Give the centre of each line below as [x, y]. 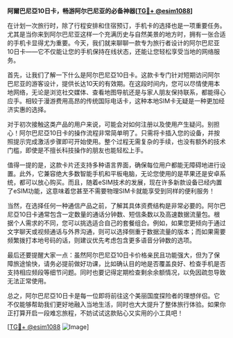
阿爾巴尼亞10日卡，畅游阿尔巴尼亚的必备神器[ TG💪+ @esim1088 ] [100, 11]
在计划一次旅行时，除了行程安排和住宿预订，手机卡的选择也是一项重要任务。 [116, 26]
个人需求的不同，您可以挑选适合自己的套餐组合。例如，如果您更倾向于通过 [119, 223]
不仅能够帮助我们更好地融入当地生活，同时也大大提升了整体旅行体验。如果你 [116, 304]
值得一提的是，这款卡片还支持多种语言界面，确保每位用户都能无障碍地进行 [113, 165]
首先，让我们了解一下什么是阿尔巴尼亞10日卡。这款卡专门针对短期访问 [107, 75]
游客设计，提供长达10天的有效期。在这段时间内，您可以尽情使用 [122, 83]
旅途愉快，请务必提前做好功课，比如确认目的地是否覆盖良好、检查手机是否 [119, 264]
